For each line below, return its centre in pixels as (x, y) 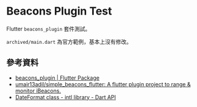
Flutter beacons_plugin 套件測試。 (48, 29)
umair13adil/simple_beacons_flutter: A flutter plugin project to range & (103, 84)
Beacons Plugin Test (59, 11)
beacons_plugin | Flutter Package (57, 78)
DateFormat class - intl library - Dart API (66, 97)
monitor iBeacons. (38, 91)
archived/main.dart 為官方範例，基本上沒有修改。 (69, 41)
